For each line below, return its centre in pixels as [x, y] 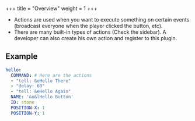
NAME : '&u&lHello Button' [42, 97]
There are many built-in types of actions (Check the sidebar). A [90, 32]
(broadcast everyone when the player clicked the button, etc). [88, 26]
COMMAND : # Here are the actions [51, 75]
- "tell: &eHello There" [41, 81]
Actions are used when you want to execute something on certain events [102, 19]
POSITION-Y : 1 [28, 113]
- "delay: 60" [28, 86]
